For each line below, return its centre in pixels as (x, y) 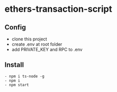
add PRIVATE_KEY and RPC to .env (47, 49)
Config (15, 27)
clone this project (29, 39)
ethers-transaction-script (58, 9)
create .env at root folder (37, 44)
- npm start (17, 85)
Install (14, 65)
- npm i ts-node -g (25, 76)
